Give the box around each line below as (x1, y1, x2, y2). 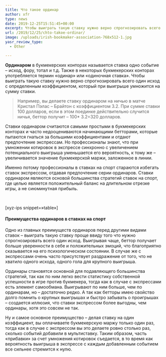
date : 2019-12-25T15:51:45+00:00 (5, 21, 74, 26)
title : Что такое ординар (5, 7, 58, 12)
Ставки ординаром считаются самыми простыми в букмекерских (5, 123, 146, 129)
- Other (9, 44, 26, 49)
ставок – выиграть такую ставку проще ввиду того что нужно (5, 232, 136, 238)
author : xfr (5, 12, 30, 17)
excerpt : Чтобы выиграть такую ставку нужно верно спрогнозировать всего (5, 26, 161, 31)
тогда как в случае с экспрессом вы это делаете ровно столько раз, (5, 325, 151, 331)
